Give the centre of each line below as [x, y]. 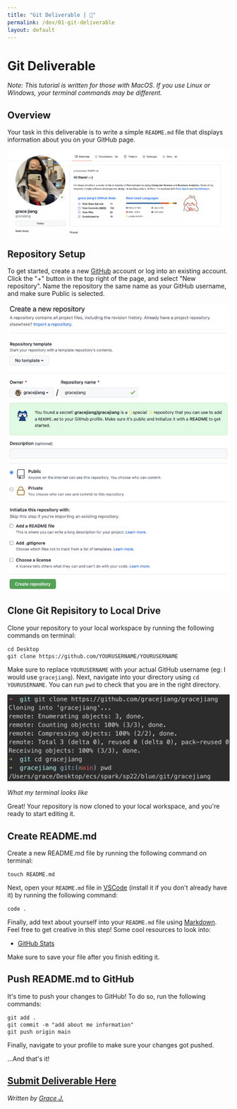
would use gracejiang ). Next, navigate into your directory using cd [103, 677]
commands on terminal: [42, 635]
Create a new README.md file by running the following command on [107, 854]
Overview [29, 115]
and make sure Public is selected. [56, 294]
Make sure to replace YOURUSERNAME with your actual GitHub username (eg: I [116, 670]
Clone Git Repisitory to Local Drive [84, 611]
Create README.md [52, 836]
